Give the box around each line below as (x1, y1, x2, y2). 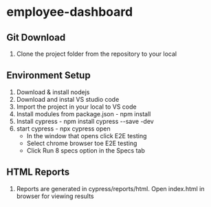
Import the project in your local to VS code (16, 102, 137, 111)
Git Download (6, 32, 66, 43)
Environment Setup (6, 69, 91, 81)
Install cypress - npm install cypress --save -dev (16, 117, 154, 125)
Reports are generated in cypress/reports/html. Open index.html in (16, 184, 205, 193)
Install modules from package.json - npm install (16, 109, 151, 118)
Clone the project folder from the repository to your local (16, 50, 177, 58)
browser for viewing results (16, 192, 94, 200)
